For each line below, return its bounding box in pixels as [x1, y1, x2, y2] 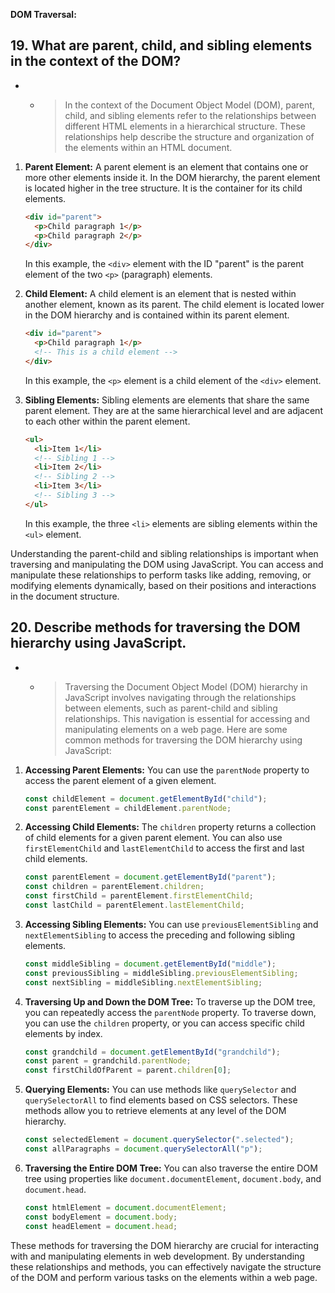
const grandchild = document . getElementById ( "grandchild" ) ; [24, 1047, 281, 1057]
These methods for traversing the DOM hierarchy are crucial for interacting [10, 1239, 319, 1251]
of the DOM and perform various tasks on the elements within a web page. [10, 1271, 318, 1283]
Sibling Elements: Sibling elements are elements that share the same [24, 394, 310, 406]
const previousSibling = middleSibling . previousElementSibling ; [24, 968, 299, 978]
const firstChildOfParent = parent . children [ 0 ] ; [24, 1065, 232, 1076]
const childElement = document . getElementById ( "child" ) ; [24, 794, 268, 804]
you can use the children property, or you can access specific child [24, 1017, 305, 1029]
